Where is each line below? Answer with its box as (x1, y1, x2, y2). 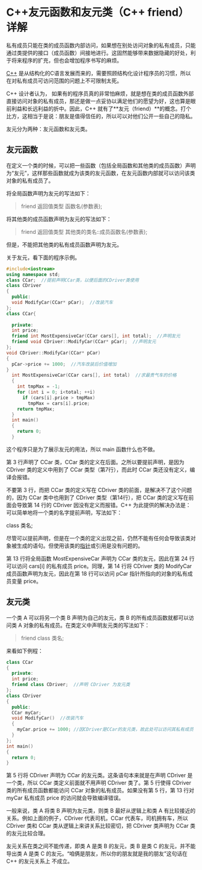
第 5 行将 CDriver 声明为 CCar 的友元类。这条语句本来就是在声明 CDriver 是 (6, 772, 193, 779)
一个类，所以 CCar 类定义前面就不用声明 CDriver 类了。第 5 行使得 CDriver (6, 779, 191, 787)
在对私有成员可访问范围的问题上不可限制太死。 (6, 77, 122, 84)
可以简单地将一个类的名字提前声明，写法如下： (6, 509, 122, 516)
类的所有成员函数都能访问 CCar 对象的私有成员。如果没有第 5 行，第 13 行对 (6, 787, 194, 794)
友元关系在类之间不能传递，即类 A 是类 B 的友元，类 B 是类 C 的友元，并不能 (6, 842, 196, 850)
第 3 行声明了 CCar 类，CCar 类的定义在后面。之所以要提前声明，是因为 (6, 458, 185, 465)
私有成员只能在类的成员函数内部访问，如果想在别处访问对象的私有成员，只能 (6, 42, 196, 49)
